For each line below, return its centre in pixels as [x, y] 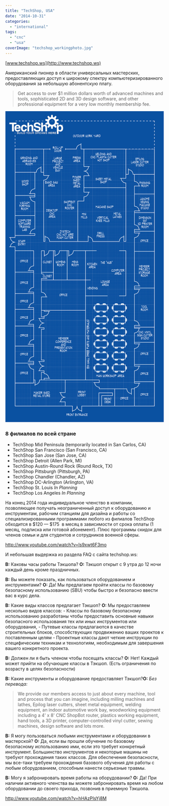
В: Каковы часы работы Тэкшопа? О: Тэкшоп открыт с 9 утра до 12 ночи [83, 564]
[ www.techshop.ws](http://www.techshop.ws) [53, 63]
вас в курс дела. [23, 595]
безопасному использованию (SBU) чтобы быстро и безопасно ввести [81, 590]
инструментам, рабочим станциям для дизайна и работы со [70, 513]
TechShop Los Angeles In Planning [49, 493]
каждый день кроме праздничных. [43, 570]
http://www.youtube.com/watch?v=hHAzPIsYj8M [56, 798]
